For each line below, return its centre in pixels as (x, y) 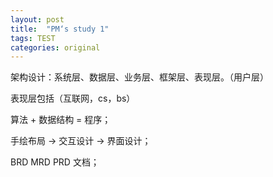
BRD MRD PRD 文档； (55, 162)
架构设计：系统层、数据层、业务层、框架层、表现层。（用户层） (139, 77)
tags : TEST (33, 38)
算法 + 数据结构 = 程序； (61, 120)
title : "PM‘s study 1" (60, 29)
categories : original (55, 47)
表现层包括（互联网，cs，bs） (73, 98)
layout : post (37, 19)
